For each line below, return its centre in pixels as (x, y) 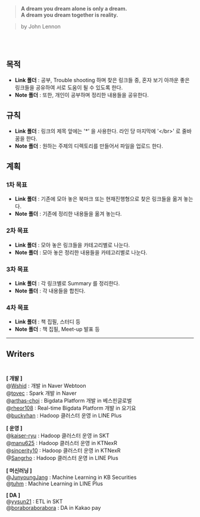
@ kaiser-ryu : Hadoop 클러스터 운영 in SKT (58, 436)
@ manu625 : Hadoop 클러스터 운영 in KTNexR (62, 443)
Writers (20, 354)
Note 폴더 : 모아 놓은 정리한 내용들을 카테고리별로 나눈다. (81, 252)
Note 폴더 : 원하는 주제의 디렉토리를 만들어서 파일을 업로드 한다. (89, 146)
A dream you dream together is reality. (69, 15)
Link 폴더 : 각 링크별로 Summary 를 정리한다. (67, 283)
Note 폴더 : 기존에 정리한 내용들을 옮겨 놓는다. (68, 214)
